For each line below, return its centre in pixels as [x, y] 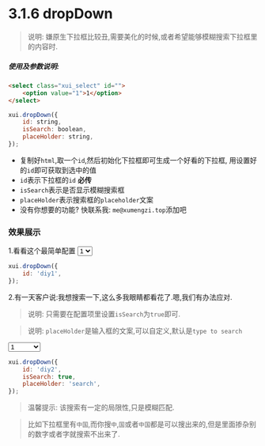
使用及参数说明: [34, 66]
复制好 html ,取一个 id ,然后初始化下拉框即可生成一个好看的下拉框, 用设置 [135, 160]
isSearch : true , [49, 376]
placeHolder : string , [58, 137]
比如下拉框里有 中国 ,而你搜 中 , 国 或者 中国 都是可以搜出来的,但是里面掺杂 [138, 425]
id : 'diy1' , [42, 274]
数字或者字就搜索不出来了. [77, 434]
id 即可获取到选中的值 [62, 170]
